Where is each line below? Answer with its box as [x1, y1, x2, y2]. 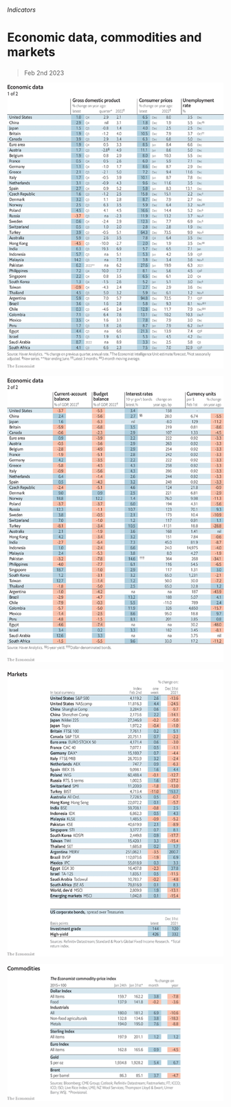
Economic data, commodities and [7, 30, 202, 45]
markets [7, 44, 56, 60]
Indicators [7, 6, 36, 14]
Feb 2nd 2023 [23, 69, 65, 77]
